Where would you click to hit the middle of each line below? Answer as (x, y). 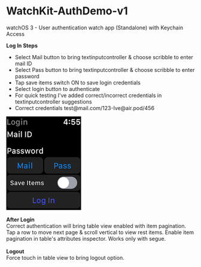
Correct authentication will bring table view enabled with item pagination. (96, 226)
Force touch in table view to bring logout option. (65, 257)
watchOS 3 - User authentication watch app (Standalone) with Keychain (95, 28)
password (27, 76)
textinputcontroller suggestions (53, 101)
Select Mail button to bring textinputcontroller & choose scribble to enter (104, 57)
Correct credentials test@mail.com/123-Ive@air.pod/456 (84, 108)
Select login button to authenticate (57, 89)
